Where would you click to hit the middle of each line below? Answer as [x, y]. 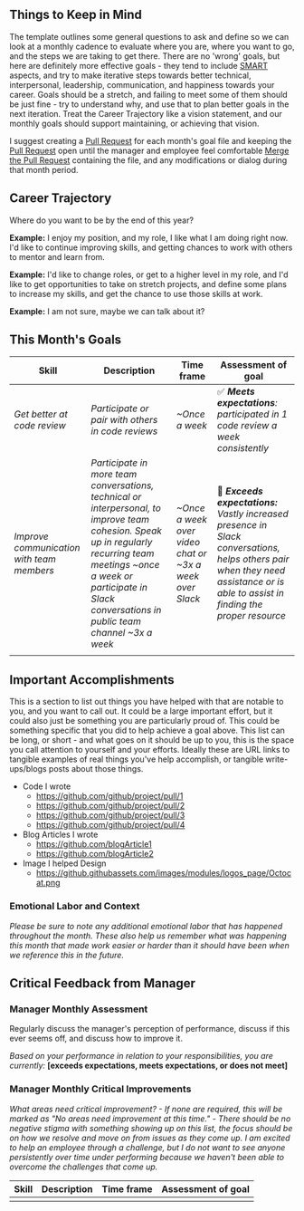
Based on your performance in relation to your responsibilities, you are [142, 1056]
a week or [112, 576]
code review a [247, 426]
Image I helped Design [64, 863]
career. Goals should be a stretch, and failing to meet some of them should [148, 94]
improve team [120, 520]
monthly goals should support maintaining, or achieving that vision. [134, 123]
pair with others [124, 420]
